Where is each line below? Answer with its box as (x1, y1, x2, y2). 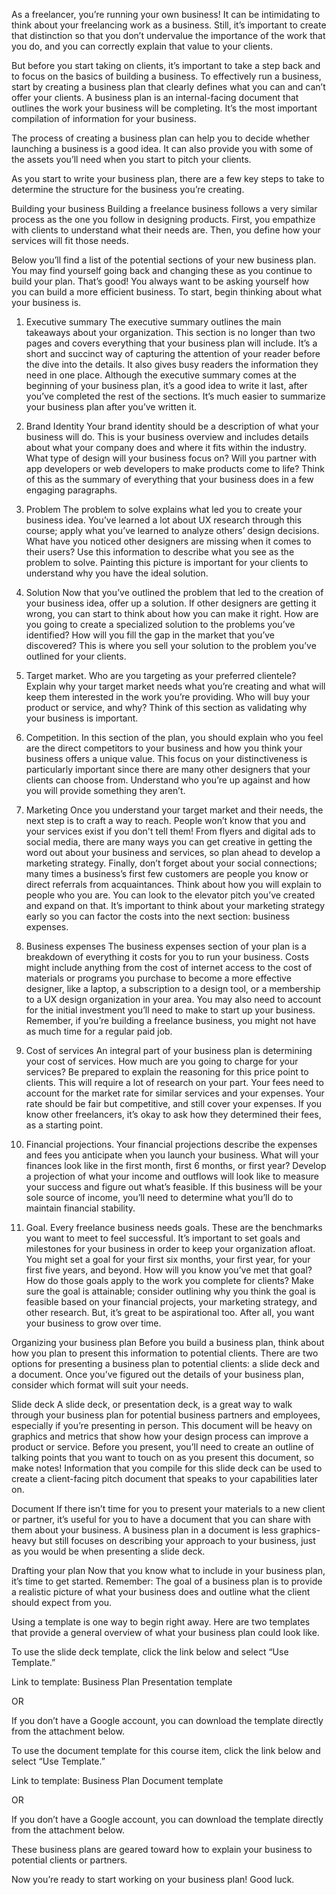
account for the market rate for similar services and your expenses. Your (25, 1087, 325, 1099)
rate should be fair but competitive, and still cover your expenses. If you (25, 1098, 323, 1109)
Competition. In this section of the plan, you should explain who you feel (25, 732, 324, 743)
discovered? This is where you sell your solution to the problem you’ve (25, 640, 317, 651)
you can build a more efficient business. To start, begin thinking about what (11, 286, 322, 298)
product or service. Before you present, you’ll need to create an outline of (11, 1441, 314, 1453)
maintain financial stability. (25, 1202, 136, 1214)
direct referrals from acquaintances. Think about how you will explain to (25, 879, 322, 890)
